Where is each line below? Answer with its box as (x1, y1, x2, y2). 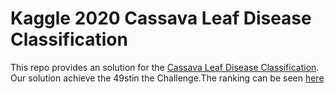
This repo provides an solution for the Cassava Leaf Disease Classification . (10, 61, 320, 73)
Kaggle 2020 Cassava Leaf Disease (10, 7, 312, 30)
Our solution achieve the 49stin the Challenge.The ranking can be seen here (10, 72, 325, 84)
